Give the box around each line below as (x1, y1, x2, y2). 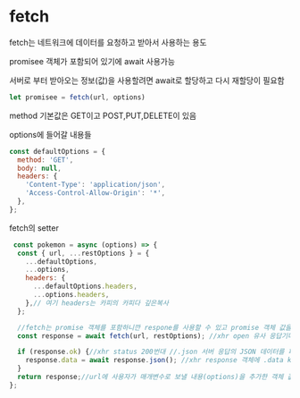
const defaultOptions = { (9, 147, 105, 156)
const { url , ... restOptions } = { (17, 249, 150, 258)
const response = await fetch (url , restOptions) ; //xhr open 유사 (17, 331, 266, 341)
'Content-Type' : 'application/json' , (25, 181, 166, 190)
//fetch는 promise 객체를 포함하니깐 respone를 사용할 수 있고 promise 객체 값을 (17, 323, 292, 332)
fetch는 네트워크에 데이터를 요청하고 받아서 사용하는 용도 (9, 37, 207, 47)
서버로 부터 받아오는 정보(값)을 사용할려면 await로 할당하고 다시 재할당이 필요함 (9, 74, 285, 86)
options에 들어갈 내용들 (9, 129, 92, 140)
